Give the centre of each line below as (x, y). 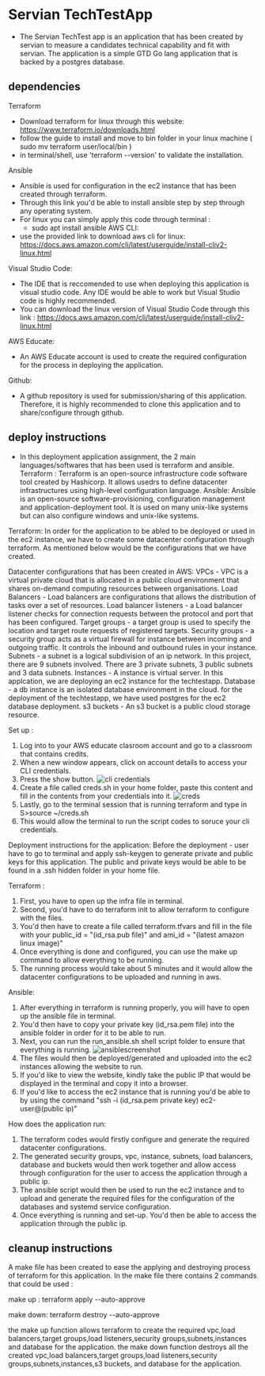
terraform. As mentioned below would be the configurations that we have (127, 548)
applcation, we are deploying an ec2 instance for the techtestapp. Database (132, 681)
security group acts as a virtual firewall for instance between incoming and (130, 639)
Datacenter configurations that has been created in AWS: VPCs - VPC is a (129, 571)
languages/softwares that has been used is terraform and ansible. (127, 464)
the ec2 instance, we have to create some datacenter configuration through (131, 539)
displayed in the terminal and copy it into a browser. (104, 1083)
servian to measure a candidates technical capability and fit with (125, 44)
